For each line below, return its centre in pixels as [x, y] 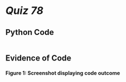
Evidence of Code [38, 58]
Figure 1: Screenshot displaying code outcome [63, 73]
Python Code [30, 32]
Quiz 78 [24, 11]
